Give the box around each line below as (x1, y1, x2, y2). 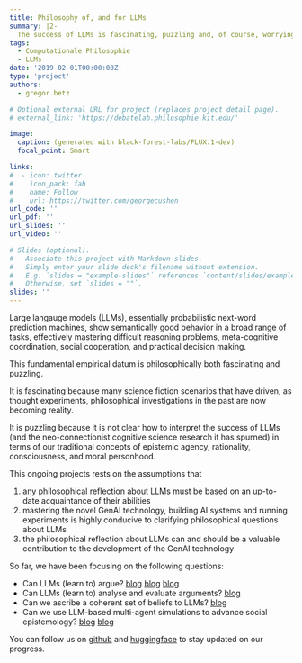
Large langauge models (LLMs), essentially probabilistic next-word (9, 313, 257, 322)
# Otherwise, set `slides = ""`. (9, 279, 143, 288)
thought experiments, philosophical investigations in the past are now (9, 395, 267, 405)
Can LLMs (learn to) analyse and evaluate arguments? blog (22, 587, 241, 598)
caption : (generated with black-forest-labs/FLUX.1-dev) (17, 138, 235, 147)
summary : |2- (9, 22, 58, 31)
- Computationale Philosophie (17, 47, 130, 56)
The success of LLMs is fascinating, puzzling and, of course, (17, 30, 259, 39)
